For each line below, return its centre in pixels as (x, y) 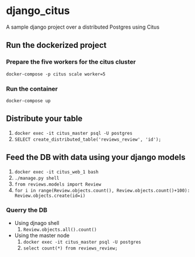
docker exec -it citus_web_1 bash (56, 172)
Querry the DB (27, 210)
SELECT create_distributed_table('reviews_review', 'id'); (88, 139)
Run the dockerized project (56, 45)
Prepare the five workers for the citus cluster (71, 62)
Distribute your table (44, 119)
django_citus (38, 11)
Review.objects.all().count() (60, 230)
